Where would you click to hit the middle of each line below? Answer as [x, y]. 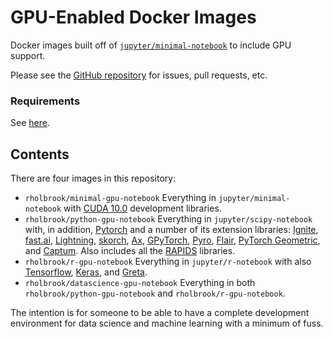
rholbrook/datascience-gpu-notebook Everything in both [140, 283]
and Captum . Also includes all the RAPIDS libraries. [130, 251]
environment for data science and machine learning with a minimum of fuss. [167, 323]
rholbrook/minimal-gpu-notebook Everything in [120, 198]
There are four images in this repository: [93, 178]
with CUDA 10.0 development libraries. [142, 208]
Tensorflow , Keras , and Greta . [86, 272]
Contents [40, 154]
